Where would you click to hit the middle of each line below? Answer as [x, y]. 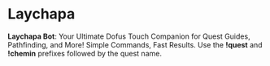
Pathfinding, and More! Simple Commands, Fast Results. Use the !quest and [135, 44]
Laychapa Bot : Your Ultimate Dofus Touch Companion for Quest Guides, [129, 36]
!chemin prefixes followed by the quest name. [85, 53]
